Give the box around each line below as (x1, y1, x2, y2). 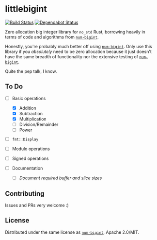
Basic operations (12, 95, 46, 101)
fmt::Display (12, 137, 39, 142)
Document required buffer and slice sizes (19, 175, 102, 181)
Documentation (12, 165, 43, 171)
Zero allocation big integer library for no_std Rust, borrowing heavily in (5, 29, 145, 34)
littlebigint (5, 3, 47, 15)
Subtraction (19, 110, 43, 116)
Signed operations (12, 155, 49, 161)
